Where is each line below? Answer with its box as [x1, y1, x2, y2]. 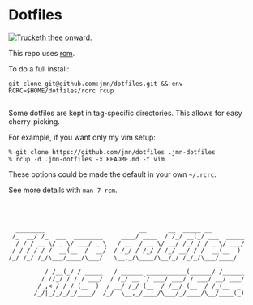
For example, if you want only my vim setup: [8, 132, 157, 142]
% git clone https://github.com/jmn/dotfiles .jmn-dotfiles [8, 148, 217, 156]
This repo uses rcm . [8, 48, 75, 58]
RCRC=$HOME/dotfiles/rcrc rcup [8, 87, 114, 95]
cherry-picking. [8, 116, 61, 127]
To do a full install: [8, 63, 70, 74]
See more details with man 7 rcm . [8, 185, 118, 195]
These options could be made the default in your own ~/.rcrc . [8, 169, 217, 179]
